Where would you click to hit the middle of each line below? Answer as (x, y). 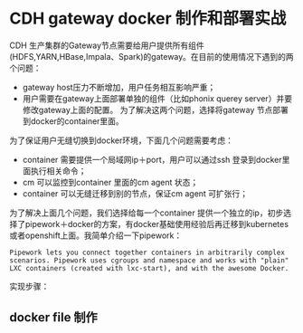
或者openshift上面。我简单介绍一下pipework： (96, 235)
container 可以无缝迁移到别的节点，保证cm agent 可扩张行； (135, 193)
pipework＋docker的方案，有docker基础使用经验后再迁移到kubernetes (157, 224)
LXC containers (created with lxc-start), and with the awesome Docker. (149, 268)
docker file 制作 (53, 318)
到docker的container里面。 (73, 121)
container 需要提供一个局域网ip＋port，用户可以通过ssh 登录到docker (152, 159)
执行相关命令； (58, 171)
